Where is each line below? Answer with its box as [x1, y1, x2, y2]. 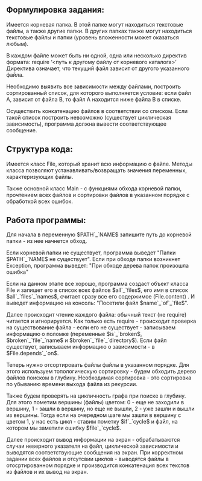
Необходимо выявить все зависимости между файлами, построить [6, 83, 181, 90]
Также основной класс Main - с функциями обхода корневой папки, [6, 184, 182, 192]
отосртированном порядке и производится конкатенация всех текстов [6, 462, 190, 469]
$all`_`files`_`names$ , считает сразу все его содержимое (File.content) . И [6, 293, 195, 300]
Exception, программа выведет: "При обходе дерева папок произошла [6, 262, 189, 270]
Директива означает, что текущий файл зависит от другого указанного [6, 65, 190, 72]
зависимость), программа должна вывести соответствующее [6, 120, 167, 128]
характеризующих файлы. [6, 173, 74, 180]
